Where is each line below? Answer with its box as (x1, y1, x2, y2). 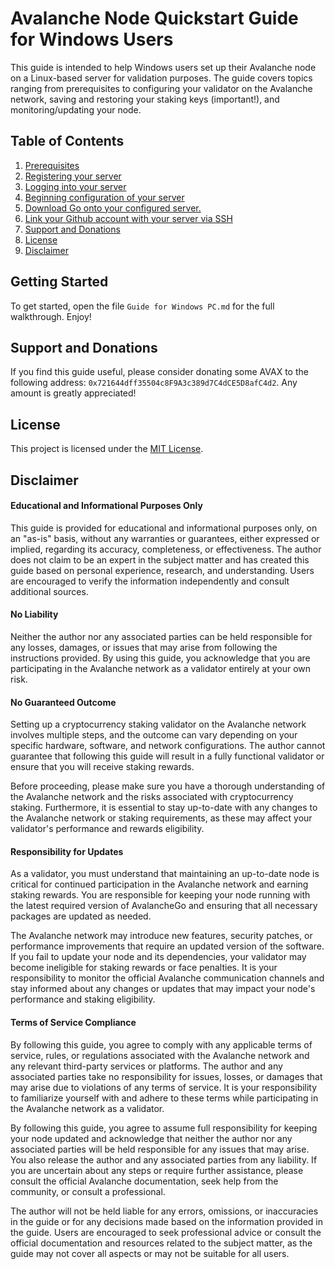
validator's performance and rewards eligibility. (10, 823, 205, 835)
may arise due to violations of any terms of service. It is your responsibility (10, 1081, 318, 1093)
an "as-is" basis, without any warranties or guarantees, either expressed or (10, 532, 320, 544)
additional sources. (10, 585, 89, 597)
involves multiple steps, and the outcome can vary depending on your (10, 729, 298, 741)
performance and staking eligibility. (10, 993, 156, 1006)
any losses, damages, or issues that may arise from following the (10, 641, 278, 653)
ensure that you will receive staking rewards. (10, 761, 195, 773)
